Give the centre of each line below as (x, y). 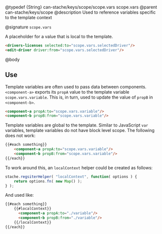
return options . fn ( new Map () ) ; (48, 181)
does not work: (20, 136)
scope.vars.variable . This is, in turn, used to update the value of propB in (79, 97)
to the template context (29, 17)
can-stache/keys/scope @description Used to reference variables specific (81, 12)
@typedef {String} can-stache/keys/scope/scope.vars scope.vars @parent (81, 7)
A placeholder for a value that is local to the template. (59, 37)
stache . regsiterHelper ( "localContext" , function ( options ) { (71, 177)
